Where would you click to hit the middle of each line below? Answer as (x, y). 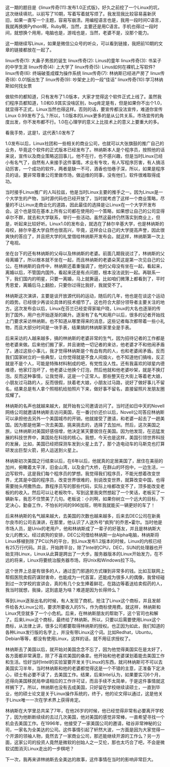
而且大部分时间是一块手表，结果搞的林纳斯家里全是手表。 (74, 327)
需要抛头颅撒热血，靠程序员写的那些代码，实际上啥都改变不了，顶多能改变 (83, 486)
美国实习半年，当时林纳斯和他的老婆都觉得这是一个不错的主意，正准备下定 (83, 668)
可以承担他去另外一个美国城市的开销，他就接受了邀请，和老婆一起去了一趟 (83, 418)
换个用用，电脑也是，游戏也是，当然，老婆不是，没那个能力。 (87, 33)
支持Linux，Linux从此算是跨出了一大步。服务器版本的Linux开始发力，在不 (86, 554)
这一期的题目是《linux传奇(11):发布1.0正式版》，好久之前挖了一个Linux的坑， (84, 7)
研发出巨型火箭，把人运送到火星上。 (43, 450)
